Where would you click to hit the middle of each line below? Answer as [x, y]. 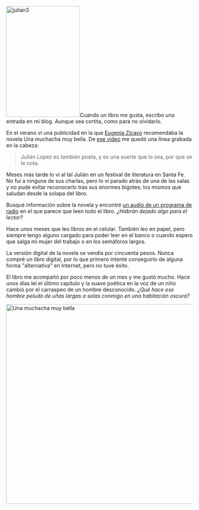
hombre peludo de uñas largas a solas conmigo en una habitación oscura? [98, 296]
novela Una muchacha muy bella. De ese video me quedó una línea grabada [99, 139]
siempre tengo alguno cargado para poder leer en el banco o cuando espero [99, 235]
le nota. [30, 163]
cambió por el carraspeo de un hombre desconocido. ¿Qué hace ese [90, 290]
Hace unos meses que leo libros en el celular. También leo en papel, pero [95, 229]
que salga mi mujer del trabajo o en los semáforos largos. [76, 241]
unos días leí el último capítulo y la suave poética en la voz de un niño [91, 283]
